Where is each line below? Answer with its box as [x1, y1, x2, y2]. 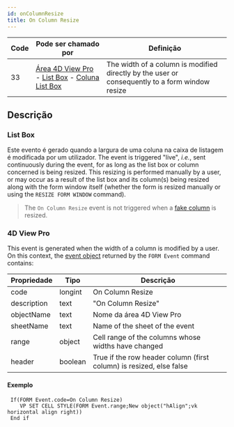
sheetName [10, 321, 49, 331]
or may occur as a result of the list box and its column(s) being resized [7, 176, 210, 184]
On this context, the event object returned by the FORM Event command [7, 251, 210, 260]
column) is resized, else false [93, 362, 188, 371]
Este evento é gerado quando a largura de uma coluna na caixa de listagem [7, 146, 224, 154]
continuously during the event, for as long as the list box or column [7, 161, 199, 169]
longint [58, 287, 82, 297]
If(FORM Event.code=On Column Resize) [10, 396, 123, 403]
